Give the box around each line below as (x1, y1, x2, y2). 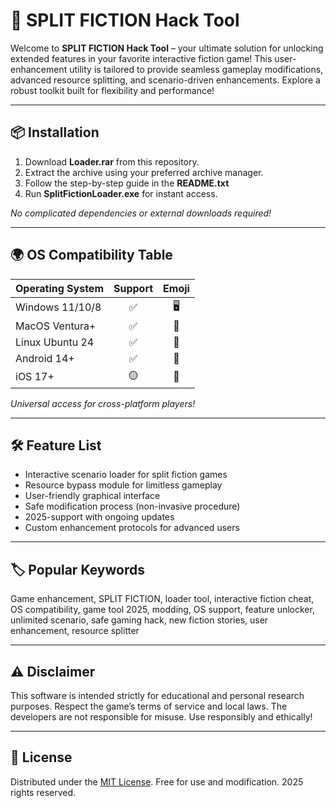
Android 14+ (15, 351, 75, 365)
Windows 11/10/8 (15, 300, 102, 314)
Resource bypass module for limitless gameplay (24, 479, 223, 491)
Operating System (15, 281, 104, 295)
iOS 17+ (15, 370, 55, 384)
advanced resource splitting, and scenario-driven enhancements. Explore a (10, 74, 321, 86)
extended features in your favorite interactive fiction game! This (10, 52, 273, 64)
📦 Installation (10, 124, 100, 141)
